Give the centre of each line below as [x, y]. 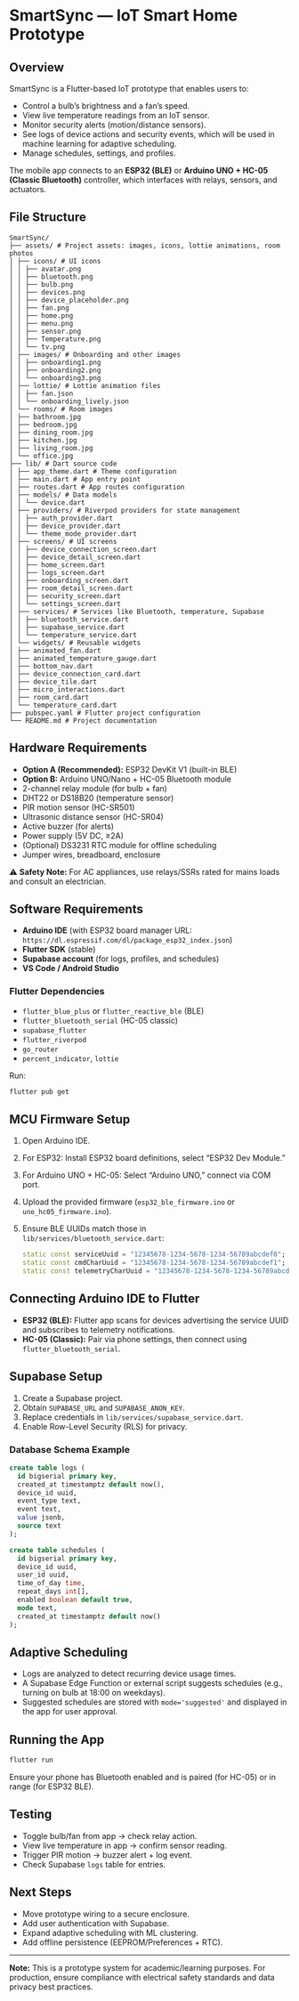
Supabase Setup [56, 1377]
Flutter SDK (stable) [59, 950]
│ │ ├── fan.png [39, 308]
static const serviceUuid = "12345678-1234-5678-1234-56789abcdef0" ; [154, 1255]
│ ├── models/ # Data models [63, 495]
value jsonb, [41, 1518]
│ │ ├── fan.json [41, 393]
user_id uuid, [43, 1575]
